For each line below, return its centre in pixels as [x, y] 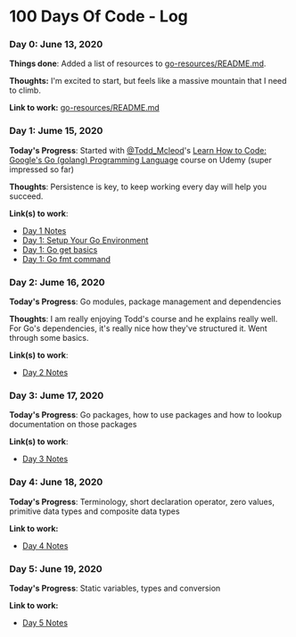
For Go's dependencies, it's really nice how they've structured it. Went [138, 328]
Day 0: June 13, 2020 [56, 45]
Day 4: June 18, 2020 [56, 482]
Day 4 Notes [45, 545]
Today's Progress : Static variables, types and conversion [115, 588]
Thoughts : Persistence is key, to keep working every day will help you [138, 186]
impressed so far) [41, 169]
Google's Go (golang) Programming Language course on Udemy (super [140, 160]
